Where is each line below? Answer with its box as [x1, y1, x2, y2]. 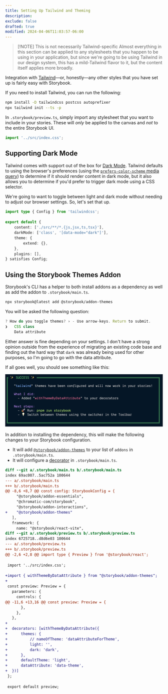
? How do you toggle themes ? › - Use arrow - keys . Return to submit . [5, 319, 151, 324]
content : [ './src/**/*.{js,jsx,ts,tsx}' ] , [14, 225, 104, 230]
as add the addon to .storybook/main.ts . [5, 289, 89, 295]
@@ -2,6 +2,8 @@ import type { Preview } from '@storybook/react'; [5, 552, 149, 557]
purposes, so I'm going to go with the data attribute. [5, 354, 112, 360]
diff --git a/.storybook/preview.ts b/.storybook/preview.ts [5, 531, 135, 536]
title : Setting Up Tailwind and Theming [5, 8, 91, 13]
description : [5, 13, 32, 19]
